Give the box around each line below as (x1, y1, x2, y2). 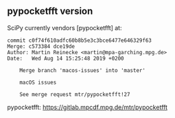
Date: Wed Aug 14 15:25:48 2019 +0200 (7, 55, 125, 62)
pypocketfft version (7, 5, 93, 17)
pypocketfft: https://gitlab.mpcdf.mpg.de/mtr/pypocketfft (7, 103, 168, 111)
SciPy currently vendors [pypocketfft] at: (7, 23, 122, 32)
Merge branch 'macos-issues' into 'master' (19, 67, 146, 74)
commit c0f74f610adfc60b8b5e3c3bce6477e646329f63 (7, 37, 152, 44)
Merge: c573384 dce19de (7, 43, 75, 50)
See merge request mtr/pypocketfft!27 (19, 91, 130, 98)
